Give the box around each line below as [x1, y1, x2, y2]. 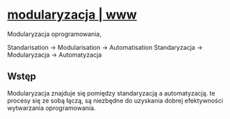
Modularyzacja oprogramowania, [7, 30, 102, 38]
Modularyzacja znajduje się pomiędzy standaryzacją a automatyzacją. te [7, 89, 215, 97]
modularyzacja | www [7, 7, 138, 23]
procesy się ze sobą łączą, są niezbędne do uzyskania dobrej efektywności [7, 96, 224, 104]
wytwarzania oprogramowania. [7, 104, 96, 112]
